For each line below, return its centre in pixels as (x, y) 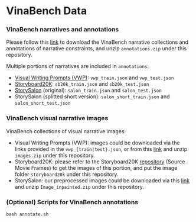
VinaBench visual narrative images (57, 118)
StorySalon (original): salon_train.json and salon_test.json (88, 91)
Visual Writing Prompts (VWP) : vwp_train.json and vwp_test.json (94, 78)
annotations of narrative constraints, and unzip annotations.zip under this (97, 49)
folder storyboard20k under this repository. (66, 174)
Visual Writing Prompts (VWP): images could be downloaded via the (97, 143)
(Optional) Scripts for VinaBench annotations (72, 202)
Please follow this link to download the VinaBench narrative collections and (97, 42)
